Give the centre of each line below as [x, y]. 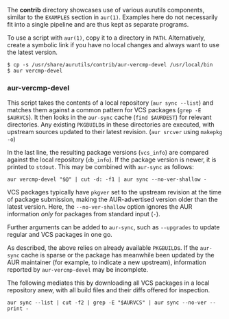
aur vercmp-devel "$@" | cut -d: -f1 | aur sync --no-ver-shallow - [107, 180]
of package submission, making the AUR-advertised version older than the [112, 200]
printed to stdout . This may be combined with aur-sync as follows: [100, 167]
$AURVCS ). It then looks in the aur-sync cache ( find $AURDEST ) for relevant [109, 117]
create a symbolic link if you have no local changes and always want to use [113, 45]
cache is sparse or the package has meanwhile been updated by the [118, 255]
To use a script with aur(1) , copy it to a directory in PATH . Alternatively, [106, 38]
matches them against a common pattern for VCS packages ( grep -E [104, 110]
